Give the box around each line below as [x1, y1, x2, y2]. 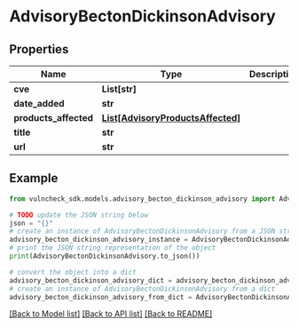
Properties [9, 42, 69, 57]
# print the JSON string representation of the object [9, 243, 216, 252]
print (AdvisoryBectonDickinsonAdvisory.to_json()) [9, 251, 200, 261]
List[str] [101, 83, 137, 95]
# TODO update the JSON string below [9, 211, 149, 219]
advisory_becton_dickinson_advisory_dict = [9, 275, 173, 285]
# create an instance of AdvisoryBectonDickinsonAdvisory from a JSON [9, 227, 276, 236]
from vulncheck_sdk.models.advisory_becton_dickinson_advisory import [9, 194, 276, 203]
